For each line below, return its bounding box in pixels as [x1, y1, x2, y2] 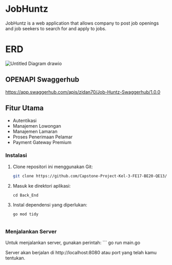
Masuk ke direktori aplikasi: [12, 182, 71, 189]
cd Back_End [12, 193, 39, 198]
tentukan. [5, 255, 26, 261]
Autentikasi [12, 117, 37, 124]
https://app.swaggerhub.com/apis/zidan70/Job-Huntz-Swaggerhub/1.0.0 [5, 89, 161, 95]
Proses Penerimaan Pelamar [12, 134, 73, 140]
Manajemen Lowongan [12, 123, 62, 129]
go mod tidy [12, 211, 39, 217]
